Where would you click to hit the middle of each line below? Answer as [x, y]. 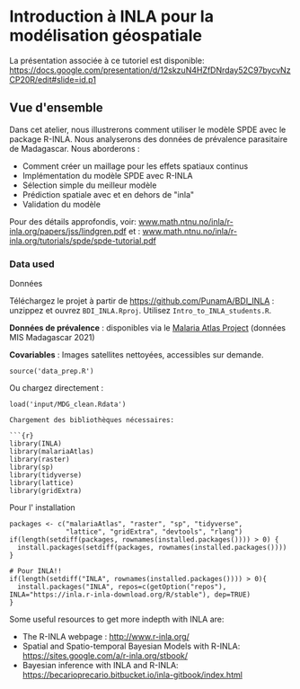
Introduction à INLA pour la [111, 17]
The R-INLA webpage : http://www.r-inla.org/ [106, 637]
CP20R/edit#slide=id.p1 [53, 79]
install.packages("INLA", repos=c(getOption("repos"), [122, 587]
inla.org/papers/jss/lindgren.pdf [68, 231]
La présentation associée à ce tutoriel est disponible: [107, 60]
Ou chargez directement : [57, 388]
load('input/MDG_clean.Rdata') [68, 405]
